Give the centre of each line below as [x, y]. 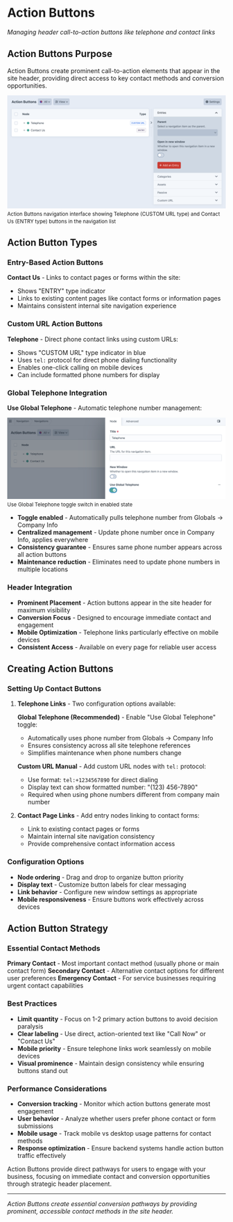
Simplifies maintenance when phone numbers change [104, 753]
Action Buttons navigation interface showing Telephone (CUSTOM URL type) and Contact [114, 214]
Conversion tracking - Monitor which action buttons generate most [114, 1104]
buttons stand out [42, 1070]
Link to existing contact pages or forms [84, 829]
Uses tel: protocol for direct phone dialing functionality [97, 360]
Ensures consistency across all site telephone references [109, 745]
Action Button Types [52, 243]
